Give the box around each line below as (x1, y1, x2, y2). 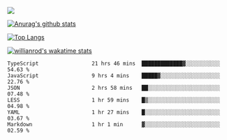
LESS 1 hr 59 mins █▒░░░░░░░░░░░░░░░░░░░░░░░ (7, 97, 220, 104)
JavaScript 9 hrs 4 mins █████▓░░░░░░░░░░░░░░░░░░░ (7, 72, 220, 79)
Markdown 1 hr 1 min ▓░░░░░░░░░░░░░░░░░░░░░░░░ (7, 121, 220, 128)
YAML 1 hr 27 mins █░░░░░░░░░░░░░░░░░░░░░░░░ (7, 109, 220, 116)
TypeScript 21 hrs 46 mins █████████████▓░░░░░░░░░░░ (7, 60, 220, 67)
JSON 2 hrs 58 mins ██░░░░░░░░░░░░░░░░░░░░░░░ (7, 84, 220, 91)
